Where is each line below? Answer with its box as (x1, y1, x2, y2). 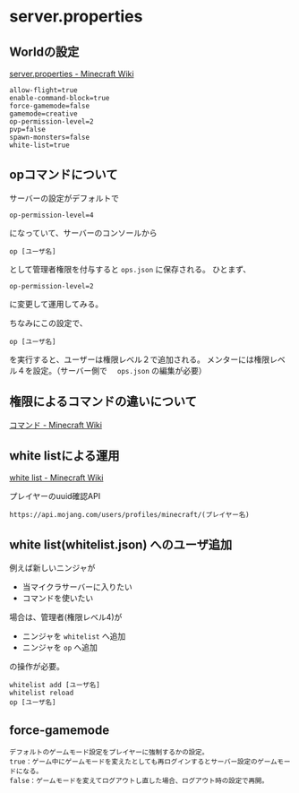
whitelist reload (9, 688, 74, 698)
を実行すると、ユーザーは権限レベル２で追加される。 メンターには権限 (9, 354, 270, 365)
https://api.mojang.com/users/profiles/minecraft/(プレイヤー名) (9, 511, 250, 520)
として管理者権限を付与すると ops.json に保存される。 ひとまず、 (9, 263, 252, 274)
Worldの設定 (9, 44, 80, 59)
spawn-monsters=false (9, 133, 90, 142)
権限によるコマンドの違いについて (9, 394, 197, 409)
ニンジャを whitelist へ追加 (21, 631, 126, 642)
